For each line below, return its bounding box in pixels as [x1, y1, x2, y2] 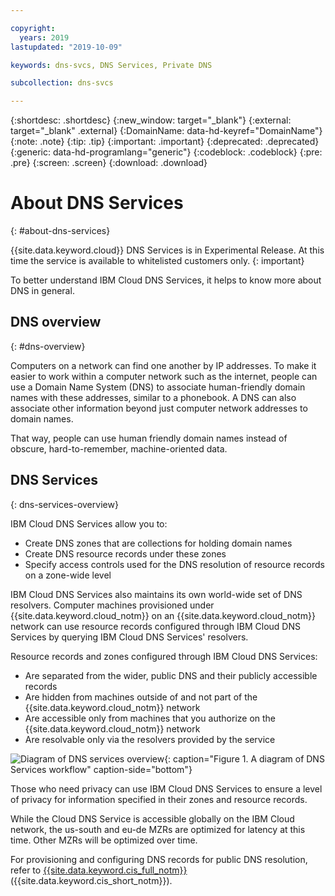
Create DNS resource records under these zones [24, 547, 227, 560]
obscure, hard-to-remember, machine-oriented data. [10, 442, 228, 455]
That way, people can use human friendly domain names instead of [10, 432, 288, 444]
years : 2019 [19, 32, 70, 43]
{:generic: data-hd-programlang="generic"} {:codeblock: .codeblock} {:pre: [10, 146, 323, 158]
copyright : [10, 23, 56, 33]
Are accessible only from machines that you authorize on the [24, 712, 277, 724]
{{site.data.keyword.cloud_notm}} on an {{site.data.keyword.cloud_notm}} [10, 609, 316, 621]
